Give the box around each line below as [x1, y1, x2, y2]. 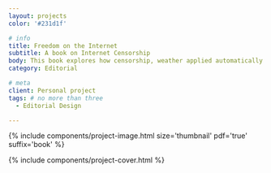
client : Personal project [8, 86, 96, 94]
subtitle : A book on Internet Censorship [8, 50, 151, 58]
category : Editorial [8, 64, 79, 73]
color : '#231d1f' [8, 19, 67, 28]
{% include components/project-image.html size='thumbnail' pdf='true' [8, 131, 247, 141]
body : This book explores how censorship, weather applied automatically [8, 57, 264, 65]
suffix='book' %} [8, 140, 65, 149]
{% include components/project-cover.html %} [8, 155, 165, 165]
